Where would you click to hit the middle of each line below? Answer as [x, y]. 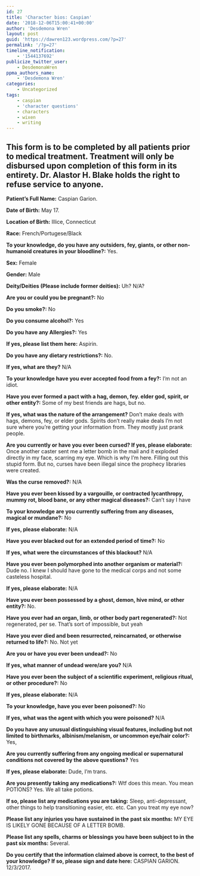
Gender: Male [23, 274]
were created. [23, 470]
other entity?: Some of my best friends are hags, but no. [76, 402]
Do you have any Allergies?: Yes [47, 332]
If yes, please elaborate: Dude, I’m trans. [57, 772]
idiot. [13, 385]
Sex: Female [21, 263]
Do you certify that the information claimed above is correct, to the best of [100, 855]
